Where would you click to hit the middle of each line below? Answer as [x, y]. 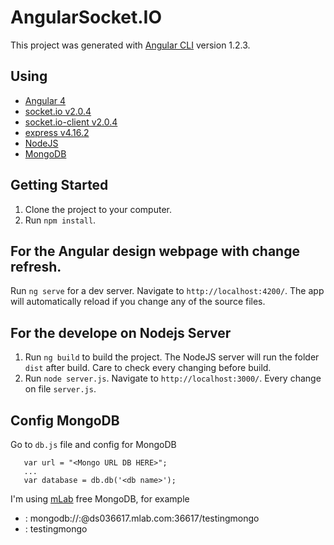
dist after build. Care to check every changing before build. [148, 368]
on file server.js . [60, 389]
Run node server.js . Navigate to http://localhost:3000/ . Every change [173, 378]
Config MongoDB [65, 420]
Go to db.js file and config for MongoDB [93, 444]
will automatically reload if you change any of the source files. [138, 302]
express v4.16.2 [57, 132]
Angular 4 [45, 100]
